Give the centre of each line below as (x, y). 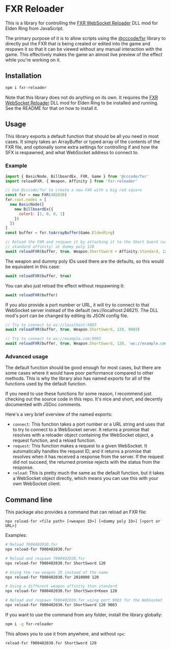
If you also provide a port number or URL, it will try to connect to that (77, 305)
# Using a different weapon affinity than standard (61, 586)
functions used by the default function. (46, 384)
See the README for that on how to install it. (52, 108)
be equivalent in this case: (33, 266)
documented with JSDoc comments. (44, 405)
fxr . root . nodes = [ (26, 200)
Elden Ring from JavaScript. (35, 28)
